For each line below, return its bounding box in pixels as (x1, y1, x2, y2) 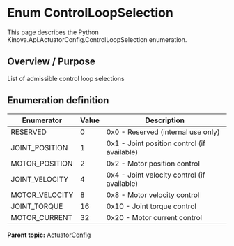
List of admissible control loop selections (7, 74, 125, 82)
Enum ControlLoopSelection (7, 5, 174, 21)
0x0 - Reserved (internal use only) (106, 127, 221, 137)
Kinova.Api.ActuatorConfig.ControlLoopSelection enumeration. (7, 35, 187, 43)
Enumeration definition (7, 94, 109, 106)
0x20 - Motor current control (106, 212, 203, 222)
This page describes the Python (7, 28, 99, 36)
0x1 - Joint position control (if (106, 138, 205, 148)
